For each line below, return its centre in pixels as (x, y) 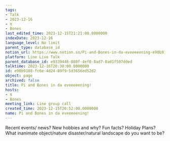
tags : (11, 10)
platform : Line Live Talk (32, 57)
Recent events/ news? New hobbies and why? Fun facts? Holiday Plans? (80, 127)
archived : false (22, 80)
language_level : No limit (32, 43)
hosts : (12, 90)
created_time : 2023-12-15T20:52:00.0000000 (52, 109)
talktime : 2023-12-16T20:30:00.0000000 (47, 66)
